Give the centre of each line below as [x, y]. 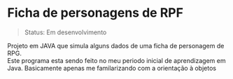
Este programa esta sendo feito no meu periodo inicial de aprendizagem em [116, 60]
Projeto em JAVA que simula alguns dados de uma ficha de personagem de [116, 45]
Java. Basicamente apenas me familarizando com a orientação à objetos [112, 68]
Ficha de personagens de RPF [96, 13]
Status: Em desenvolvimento [65, 32]
